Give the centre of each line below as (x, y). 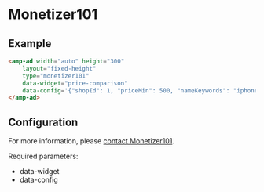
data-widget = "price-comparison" (75, 83)
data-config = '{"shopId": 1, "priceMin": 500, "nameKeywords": (126, 91)
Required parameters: (43, 156)
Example (30, 43)
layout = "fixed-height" (59, 68)
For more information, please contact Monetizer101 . (92, 141)
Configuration (43, 122)
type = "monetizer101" (56, 76)
